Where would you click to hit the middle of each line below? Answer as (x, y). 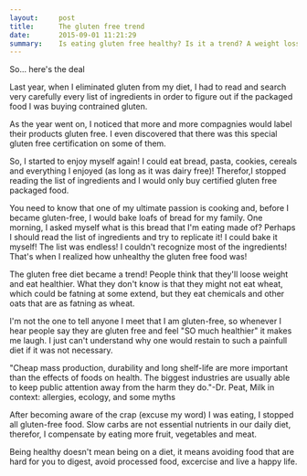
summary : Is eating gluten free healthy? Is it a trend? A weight (145, 43)
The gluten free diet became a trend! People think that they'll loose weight (149, 274)
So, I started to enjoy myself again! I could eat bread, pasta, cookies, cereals (153, 162)
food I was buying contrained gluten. (79, 107)
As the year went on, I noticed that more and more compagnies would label (151, 124)
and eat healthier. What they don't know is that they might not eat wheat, (146, 284)
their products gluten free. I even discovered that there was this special (143, 134)
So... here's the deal (47, 69)
